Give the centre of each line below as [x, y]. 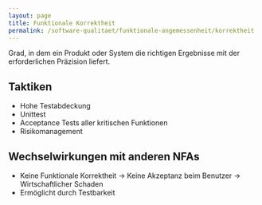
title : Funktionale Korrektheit [62, 23]
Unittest [33, 114]
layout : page [30, 16]
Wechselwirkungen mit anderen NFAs [104, 156]
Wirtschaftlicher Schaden [61, 184]
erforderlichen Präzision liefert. [59, 61]
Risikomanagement [51, 132]
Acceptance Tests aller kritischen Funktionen [94, 123]
